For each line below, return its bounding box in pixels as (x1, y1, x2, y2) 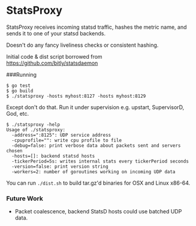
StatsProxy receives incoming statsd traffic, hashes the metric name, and (6, 23, 187, 31)
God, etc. (6, 110, 29, 117)
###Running (6, 71, 37, 78)
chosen (6, 147, 23, 153)
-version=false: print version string (11, 163, 109, 170)
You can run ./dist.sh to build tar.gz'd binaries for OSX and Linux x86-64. (6, 179, 191, 186)
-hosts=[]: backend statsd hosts (11, 153, 95, 159)
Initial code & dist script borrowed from (6, 53, 103, 60)
